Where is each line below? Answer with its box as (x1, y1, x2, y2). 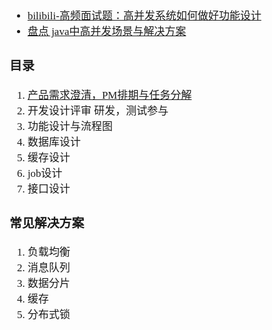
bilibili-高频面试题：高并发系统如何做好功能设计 (27, 10, 262, 22)
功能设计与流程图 (27, 120, 113, 133)
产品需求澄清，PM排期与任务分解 (27, 88, 192, 102)
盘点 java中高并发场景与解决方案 (27, 25, 187, 38)
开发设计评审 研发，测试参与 (27, 104, 169, 117)
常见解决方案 (9, 215, 85, 230)
